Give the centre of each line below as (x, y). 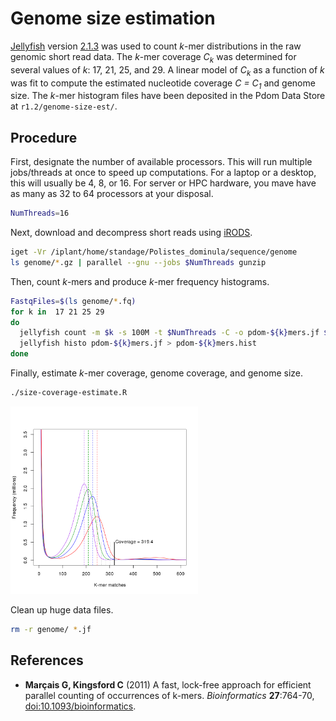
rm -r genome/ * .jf (51, 629)
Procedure (44, 137)
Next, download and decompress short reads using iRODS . (131, 233)
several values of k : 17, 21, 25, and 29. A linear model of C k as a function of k (167, 70)
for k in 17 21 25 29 (57, 312)
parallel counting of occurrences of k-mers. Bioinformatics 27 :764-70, (169, 695)
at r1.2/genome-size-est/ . (64, 106)
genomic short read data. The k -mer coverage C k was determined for (153, 57)
